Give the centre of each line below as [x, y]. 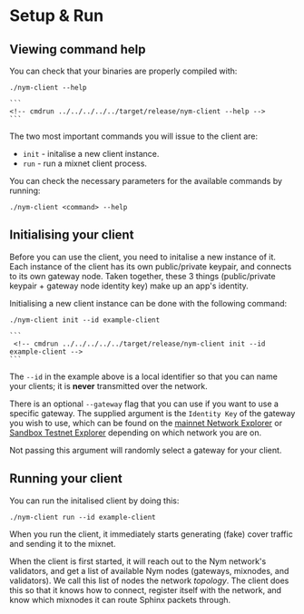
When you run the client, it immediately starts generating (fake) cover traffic [151, 534]
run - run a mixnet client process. [85, 163]
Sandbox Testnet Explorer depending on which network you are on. [136, 433]
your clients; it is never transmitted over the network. [109, 385]
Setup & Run [57, 16]
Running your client [66, 478]
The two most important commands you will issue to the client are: [134, 136]
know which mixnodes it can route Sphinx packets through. [120, 599]
